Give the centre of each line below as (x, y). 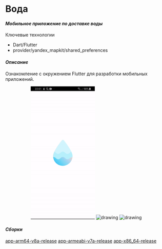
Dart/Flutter (25, 45)
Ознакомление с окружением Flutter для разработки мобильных (76, 74)
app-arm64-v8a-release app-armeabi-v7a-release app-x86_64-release (81, 241)
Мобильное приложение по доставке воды (54, 23)
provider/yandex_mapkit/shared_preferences (60, 50)
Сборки (14, 229)
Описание (17, 62)
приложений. (20, 79)
